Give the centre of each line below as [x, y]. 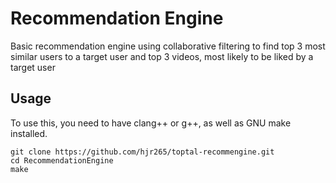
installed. [29, 133]
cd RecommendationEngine [62, 160]
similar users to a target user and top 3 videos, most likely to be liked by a [162, 56]
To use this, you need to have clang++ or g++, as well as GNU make [151, 123]
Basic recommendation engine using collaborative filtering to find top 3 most [168, 46]
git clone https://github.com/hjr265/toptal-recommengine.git [142, 152]
